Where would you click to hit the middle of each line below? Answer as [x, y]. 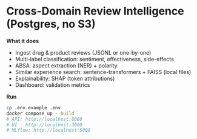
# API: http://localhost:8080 [45, 119]
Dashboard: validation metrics [52, 85]
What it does [23, 41]
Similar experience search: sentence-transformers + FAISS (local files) [103, 72]
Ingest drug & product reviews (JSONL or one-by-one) [83, 52]
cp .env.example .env [34, 107]
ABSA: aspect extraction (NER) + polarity [66, 66]
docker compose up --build [40, 114]
